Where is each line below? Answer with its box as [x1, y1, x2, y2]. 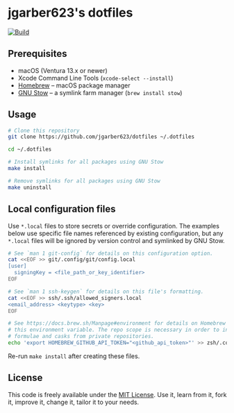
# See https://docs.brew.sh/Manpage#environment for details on [8, 320, 198, 327]
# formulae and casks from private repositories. [8, 333, 155, 340]
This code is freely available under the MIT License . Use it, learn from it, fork [8, 390, 227, 398]
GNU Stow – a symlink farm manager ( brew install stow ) [17, 88, 183, 96]
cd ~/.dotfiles [8, 146, 52, 153]
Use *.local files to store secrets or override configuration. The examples [8, 221, 219, 230]
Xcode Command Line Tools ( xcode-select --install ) [17, 74, 174, 82]
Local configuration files [8, 203, 116, 215]
